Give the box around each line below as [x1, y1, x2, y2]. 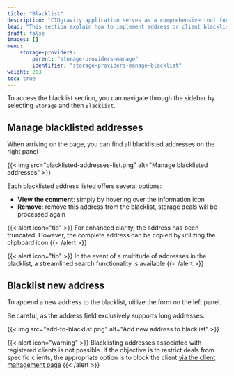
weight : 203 [7, 68, 42, 75]
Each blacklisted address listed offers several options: [7, 182, 162, 190]
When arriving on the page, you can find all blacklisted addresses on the [7, 140, 215, 148]
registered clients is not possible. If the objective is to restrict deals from [7, 346, 214, 354]
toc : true [7, 75, 36, 82]
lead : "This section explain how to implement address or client [7, 23, 201, 30]
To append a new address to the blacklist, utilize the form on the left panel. [7, 298, 221, 306]
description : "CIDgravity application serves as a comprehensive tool [7, 17, 217, 24]
